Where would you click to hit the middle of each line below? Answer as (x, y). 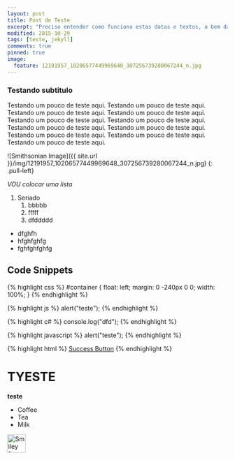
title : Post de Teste (39, 20)
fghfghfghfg (35, 248)
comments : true (29, 46)
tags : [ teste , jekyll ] (40, 40)
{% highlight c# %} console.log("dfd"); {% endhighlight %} (92, 321)
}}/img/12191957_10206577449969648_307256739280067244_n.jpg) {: (110, 163)
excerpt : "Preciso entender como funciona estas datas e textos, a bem (114, 27)
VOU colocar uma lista (40, 184)
